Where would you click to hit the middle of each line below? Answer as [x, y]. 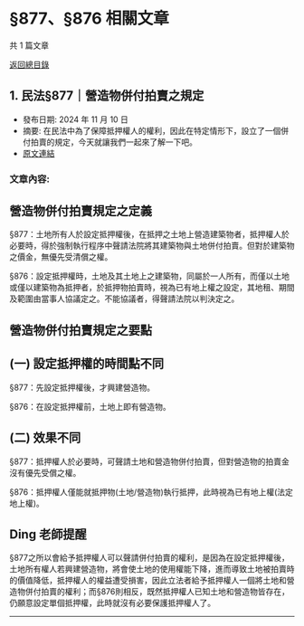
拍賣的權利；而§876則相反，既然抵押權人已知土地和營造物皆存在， [165, 592]
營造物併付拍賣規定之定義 [81, 211]
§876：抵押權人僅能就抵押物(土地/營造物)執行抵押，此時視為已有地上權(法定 [152, 492]
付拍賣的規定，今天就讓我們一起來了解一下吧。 [109, 142]
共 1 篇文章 [29, 45]
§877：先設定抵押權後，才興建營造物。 [82, 387]
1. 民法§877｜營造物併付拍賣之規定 [107, 96]
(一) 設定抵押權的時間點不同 [87, 364]
